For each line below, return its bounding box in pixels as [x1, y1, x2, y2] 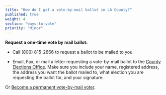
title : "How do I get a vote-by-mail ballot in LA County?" [5, 7, 133, 12]
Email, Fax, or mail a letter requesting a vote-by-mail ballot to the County [12, 59, 161, 65]
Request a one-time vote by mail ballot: [5, 39, 88, 45]
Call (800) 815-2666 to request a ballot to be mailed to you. [12, 49, 134, 55]
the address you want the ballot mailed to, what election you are [12, 69, 144, 75]
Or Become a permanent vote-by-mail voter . [5, 84, 96, 90]
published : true [5, 12, 39, 17]
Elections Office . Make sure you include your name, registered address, [12, 64, 159, 70]
